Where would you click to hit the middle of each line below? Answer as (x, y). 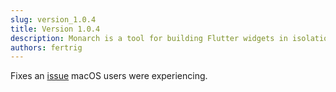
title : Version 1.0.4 (55, 29)
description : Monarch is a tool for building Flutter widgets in (149, 38)
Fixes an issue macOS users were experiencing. (109, 76)
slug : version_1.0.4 (53, 19)
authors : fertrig (46, 47)
